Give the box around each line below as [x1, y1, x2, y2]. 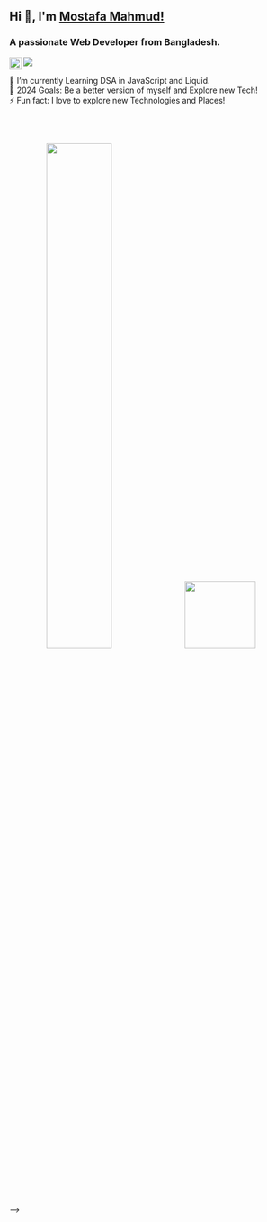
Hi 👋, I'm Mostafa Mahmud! [9, 9, 165, 24]
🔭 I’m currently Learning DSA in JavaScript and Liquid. [9, 75, 210, 86]
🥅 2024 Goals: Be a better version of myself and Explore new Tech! [9, 85, 258, 95]
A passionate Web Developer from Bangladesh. [9, 36, 220, 49]
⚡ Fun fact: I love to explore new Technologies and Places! [9, 95, 226, 105]
